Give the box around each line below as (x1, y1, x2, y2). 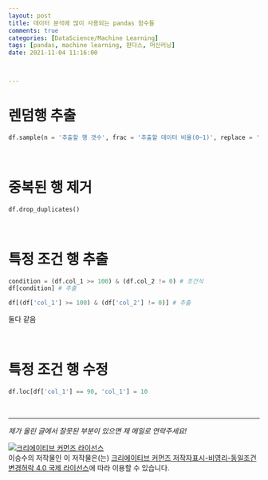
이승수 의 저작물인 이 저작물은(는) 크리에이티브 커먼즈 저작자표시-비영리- (8, 453, 231, 462)
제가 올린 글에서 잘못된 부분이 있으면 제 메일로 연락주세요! (8, 426, 187, 435)
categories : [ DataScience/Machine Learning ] (8, 34, 159, 42)
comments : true (8, 26, 59, 34)
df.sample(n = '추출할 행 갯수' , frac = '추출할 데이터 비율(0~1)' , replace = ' (8, 133, 261, 141)
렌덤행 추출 (8, 107, 77, 125)
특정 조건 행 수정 (8, 361, 109, 379)
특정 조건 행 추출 (8, 250, 109, 268)
